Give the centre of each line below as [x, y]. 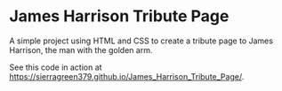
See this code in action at [56, 67]
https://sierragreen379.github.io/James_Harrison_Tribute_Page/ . [127, 76]
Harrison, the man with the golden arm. [81, 49]
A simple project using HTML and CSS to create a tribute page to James [141, 41]
